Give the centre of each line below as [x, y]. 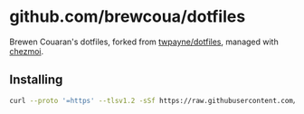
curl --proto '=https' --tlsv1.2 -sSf [82, 100]
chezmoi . [27, 51]
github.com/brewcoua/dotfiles [128, 17]
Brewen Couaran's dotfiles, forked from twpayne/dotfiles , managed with [144, 42]
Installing [36, 80]
